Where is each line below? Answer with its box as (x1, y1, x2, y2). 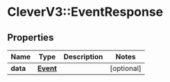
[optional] (110, 63, 142, 73)
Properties (7, 32, 54, 43)
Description (63, 52, 103, 61)
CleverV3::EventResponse (7, 4, 164, 20)
